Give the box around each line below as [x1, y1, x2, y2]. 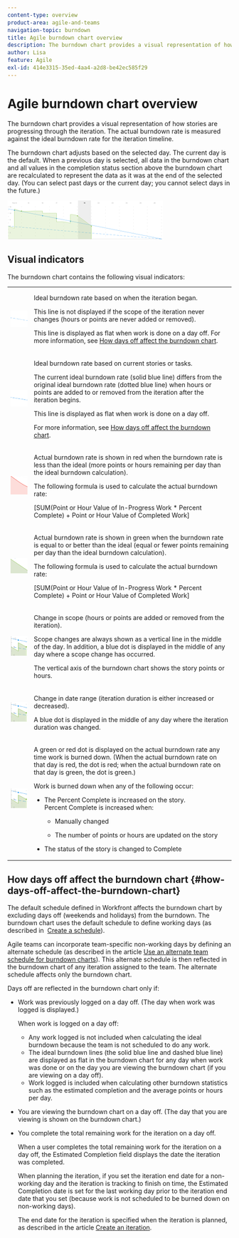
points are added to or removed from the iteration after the [33, 388, 204, 396]
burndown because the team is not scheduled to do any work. [28, 1041, 211, 1049]
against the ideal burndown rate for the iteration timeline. [7, 134, 174, 143]
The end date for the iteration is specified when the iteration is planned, [17, 1216, 228, 1224]
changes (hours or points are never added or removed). [33, 315, 196, 324]
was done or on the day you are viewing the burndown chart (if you [28, 1063, 226, 1072]
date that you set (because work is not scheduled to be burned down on [17, 1195, 230, 1203]
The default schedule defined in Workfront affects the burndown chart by [7, 904, 223, 912]
